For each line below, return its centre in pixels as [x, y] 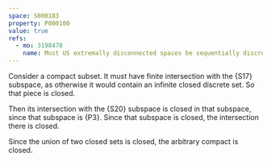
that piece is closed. [42, 93]
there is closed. [34, 126]
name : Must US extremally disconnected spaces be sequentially [131, 53]
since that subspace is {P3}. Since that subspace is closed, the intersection [134, 117]
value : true [28, 31]
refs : [17, 38]
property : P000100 [39, 23]
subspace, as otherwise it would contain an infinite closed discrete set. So [132, 85]
